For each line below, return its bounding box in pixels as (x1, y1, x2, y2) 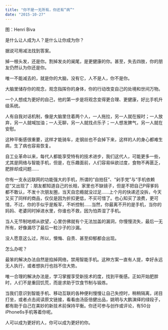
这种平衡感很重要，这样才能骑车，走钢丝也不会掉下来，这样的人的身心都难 (5, 136, 158, 142)
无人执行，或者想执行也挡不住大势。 (5, 262, 80, 268)
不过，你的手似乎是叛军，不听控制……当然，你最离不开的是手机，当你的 (13, 201, 162, 207)
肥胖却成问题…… (5, 165, 39, 171)
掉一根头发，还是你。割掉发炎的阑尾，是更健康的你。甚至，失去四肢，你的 (5, 58, 158, 64)
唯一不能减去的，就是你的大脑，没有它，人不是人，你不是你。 (5, 75, 132, 81)
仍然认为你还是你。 (9, 64, 49, 70)
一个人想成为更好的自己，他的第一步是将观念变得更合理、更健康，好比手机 (5, 96, 158, 102)
